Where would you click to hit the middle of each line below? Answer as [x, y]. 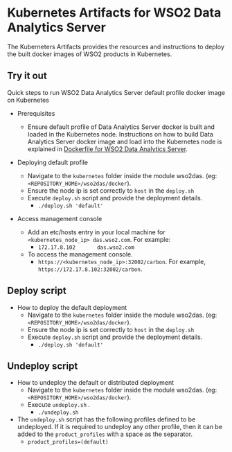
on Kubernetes [28, 100]
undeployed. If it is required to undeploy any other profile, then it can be [120, 427]
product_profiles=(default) [68, 442]
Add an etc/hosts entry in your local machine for [96, 232]
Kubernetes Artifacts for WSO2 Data [114, 13]
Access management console [60, 218]
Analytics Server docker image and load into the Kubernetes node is [125, 141]
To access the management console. [80, 254]
